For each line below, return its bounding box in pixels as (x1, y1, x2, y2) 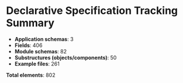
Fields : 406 (14, 42, 43, 49)
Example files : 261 (14, 60, 60, 67)
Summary (6, 16, 54, 30)
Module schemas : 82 (14, 48, 67, 55)
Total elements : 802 (6, 71, 56, 78)
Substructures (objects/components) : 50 (14, 54, 117, 61)
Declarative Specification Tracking (6, 4, 178, 17)
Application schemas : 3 (14, 35, 74, 42)
